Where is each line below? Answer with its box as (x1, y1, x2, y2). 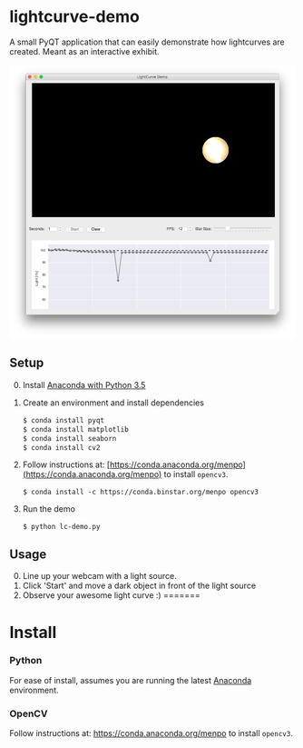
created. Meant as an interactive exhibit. (9, 45, 160, 56)
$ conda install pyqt (22, 415, 104, 424)
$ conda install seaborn (22, 434, 117, 443)
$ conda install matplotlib (22, 424, 129, 434)
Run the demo (22, 503, 75, 514)
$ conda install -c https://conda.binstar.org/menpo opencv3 (22, 487, 259, 496)
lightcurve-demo (9, 6, 141, 27)
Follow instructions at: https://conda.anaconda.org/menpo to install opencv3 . (9, 728, 293, 739)
